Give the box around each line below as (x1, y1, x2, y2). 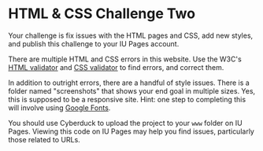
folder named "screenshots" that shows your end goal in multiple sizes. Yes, (8, 86, 256, 95)
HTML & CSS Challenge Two (8, 5, 195, 23)
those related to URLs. (8, 134, 80, 144)
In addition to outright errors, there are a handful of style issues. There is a (8, 78, 250, 87)
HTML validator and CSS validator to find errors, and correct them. (8, 62, 224, 72)
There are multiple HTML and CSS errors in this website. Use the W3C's (8, 54, 242, 64)
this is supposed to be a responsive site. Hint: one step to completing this (8, 94, 246, 104)
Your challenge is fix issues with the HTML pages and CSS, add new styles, (8, 31, 254, 40)
